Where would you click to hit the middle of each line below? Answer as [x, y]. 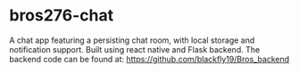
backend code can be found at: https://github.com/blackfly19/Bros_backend [149, 59]
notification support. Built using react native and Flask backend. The [135, 49]
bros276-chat [62, 16]
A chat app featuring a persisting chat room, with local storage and [132, 40]
